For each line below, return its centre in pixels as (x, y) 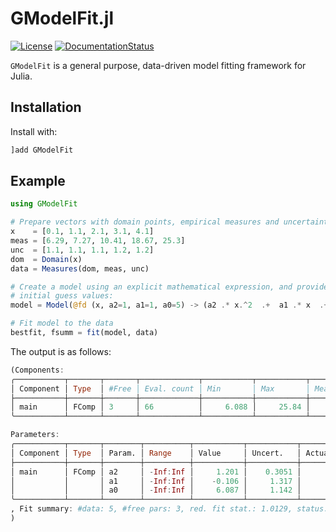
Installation (46, 107)
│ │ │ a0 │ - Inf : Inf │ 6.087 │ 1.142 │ (156, 490)
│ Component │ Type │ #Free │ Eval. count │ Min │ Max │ (160, 388)
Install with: (34, 131)
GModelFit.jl (62, 18)
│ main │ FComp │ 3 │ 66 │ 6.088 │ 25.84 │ (160, 407)
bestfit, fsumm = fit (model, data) (84, 333)
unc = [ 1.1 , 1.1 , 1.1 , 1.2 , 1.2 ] (82, 250)
